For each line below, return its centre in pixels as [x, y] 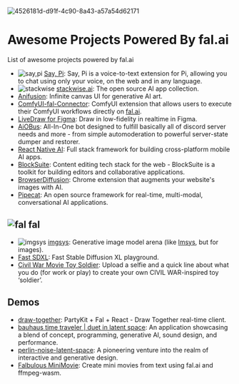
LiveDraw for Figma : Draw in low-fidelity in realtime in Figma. [107, 118]
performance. [38, 342]
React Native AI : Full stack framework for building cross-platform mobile [124, 149]
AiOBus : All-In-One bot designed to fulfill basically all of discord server [122, 126]
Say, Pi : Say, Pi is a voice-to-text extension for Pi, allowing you [136, 73]
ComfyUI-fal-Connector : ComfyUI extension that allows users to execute [124, 103]
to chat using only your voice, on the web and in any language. [110, 81]
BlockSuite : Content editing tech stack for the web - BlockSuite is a [116, 164]
